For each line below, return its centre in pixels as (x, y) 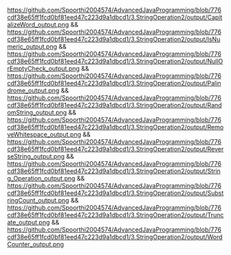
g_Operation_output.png (41, 178)
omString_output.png (37, 112)
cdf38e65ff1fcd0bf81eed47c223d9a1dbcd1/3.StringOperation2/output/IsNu (114, 39)
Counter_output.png (35, 244)
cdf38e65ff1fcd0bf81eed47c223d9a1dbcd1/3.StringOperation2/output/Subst (115, 193)
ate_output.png (29, 222)
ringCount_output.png (38, 200)
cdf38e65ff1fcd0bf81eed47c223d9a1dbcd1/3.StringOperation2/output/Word (115, 237)
